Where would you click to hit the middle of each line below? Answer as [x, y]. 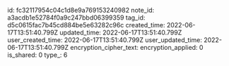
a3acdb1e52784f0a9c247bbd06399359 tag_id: [76, 18]
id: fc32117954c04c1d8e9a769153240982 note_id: [81, 10]
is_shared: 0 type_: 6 [37, 55]
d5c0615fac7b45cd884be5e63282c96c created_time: [86, 25]
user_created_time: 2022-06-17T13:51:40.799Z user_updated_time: [105, 40]
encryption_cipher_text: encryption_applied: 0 [137, 47]
